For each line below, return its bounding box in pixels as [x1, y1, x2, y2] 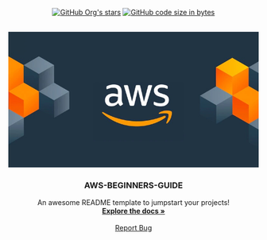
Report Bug [114, 223, 153, 232]
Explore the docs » [102, 206, 165, 215]
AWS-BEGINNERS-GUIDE [83, 180, 184, 191]
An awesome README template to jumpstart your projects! [37, 197, 230, 207]
